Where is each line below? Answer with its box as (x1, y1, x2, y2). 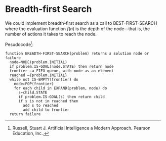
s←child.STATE (18, 90, 48, 95)
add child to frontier (23, 107, 70, 112)
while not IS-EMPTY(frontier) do (9, 77, 79, 82)
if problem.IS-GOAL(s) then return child (18, 94, 105, 99)
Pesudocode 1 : (5, 41, 34, 47)
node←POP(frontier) (14, 81, 54, 86)
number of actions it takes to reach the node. (5, 31, 97, 37)
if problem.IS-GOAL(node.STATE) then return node (9, 64, 114, 69)
